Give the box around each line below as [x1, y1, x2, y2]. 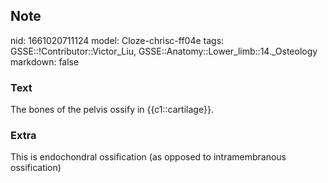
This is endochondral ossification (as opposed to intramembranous [10, 151, 287, 163]
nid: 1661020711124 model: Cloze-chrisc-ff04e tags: [10, 34, 225, 46]
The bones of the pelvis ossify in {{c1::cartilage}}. [10, 104, 214, 116]
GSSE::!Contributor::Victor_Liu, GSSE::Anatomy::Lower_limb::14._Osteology [10, 45, 318, 57]
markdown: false [10, 55, 80, 68]
